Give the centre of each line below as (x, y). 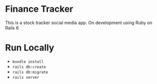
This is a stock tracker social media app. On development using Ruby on (79, 23)
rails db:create (29, 67)
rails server (26, 77)
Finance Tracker (39, 9)
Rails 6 (12, 28)
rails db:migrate (30, 72)
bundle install (28, 62)
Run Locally (30, 48)
